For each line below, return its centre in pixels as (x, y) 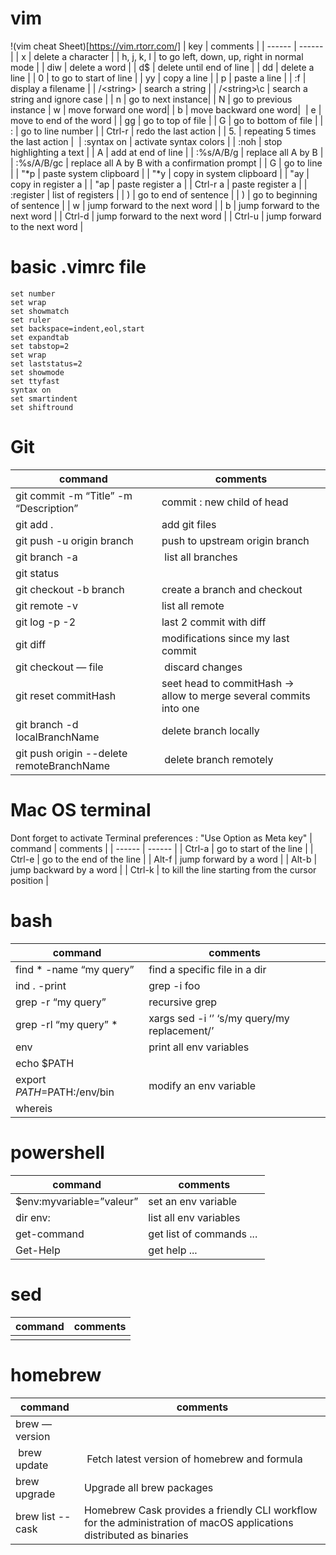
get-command (50, 1234)
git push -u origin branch (74, 540)
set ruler (31, 320)
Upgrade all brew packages (148, 1487)
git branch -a (46, 557)
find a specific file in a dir (207, 969)
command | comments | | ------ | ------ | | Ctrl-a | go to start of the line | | (162, 848)
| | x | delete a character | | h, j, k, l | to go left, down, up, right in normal (157, 56)
